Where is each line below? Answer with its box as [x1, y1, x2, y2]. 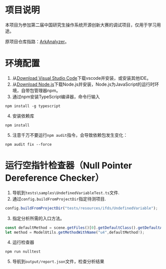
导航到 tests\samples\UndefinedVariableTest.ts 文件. [12, 189, 120, 196]
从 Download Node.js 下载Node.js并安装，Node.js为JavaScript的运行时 [12, 81, 155, 87]
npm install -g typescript [5, 104, 61, 108]
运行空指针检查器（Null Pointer [5, 160, 132, 171]
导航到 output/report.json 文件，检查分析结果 [12, 259, 105, 265]
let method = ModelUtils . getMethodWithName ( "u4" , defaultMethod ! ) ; [5, 230, 145, 235]
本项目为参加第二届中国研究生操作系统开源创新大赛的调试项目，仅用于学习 [5, 22, 157, 28]
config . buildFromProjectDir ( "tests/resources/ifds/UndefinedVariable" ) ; [5, 206, 158, 211]
